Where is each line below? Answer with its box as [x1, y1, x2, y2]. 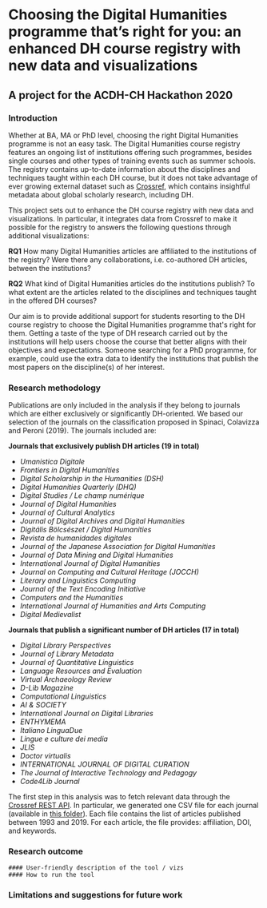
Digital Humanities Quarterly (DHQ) [19, 482, 137, 492]
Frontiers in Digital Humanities [19, 465, 120, 475]
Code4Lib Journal [19, 777, 80, 787]
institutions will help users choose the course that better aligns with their [8, 337, 248, 346]
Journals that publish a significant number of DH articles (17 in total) [8, 625, 240, 635]
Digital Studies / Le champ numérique [19, 491, 145, 500]
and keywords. [8, 826, 58, 836]
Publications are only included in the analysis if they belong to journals [8, 400, 241, 410]
